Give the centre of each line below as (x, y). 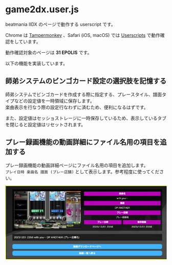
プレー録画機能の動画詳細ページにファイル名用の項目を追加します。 (77, 165)
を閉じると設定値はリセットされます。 (46, 125)
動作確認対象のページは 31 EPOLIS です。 (49, 52)
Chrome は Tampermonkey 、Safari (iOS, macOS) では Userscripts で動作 (83, 35)
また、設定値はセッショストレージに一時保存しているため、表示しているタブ (86, 118)
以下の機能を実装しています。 (37, 63)
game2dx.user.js (42, 9)
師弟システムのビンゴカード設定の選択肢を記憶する (86, 81)
